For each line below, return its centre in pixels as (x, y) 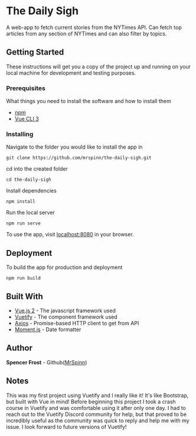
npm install (21, 202)
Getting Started (35, 52)
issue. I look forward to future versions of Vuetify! (66, 427)
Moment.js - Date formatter (48, 329)
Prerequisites (26, 88)
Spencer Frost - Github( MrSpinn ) (47, 362)
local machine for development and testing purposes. (71, 73)
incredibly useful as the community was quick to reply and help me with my (98, 420)
